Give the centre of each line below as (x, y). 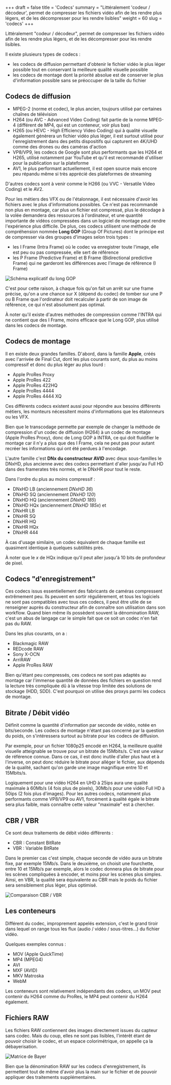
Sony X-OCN (26, 654)
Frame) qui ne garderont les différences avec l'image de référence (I (84, 263)
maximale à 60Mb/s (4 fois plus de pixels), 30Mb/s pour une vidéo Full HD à (85, 788)
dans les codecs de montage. (36, 325)
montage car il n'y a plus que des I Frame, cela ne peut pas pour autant (80, 443)
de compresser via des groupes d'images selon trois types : (68, 237)
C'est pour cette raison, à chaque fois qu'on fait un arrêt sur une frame (79, 288)
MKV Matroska (28, 976)
